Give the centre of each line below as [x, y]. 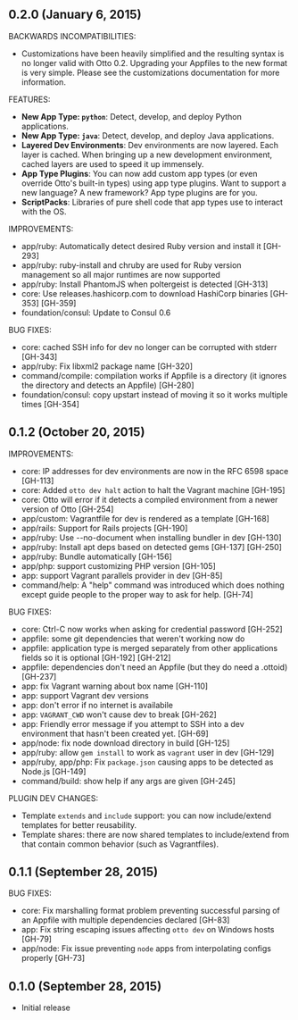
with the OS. [44, 211]
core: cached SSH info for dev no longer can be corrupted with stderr [149, 347]
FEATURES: [29, 99]
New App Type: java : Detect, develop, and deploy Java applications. [148, 135]
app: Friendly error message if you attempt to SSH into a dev [132, 723]
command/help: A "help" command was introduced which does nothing [153, 585]
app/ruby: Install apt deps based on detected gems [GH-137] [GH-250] [152, 547]
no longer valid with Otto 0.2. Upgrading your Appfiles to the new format [154, 63]
